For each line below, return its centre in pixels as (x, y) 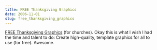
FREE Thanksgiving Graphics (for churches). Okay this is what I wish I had (78, 33)
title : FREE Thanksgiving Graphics (41, 9)
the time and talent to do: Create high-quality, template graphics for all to (78, 37)
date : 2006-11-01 (22, 14)
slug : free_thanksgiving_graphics (40, 18)
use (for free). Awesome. (30, 43)
